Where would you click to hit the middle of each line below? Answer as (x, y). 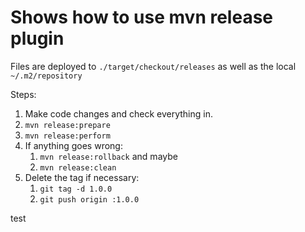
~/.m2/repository (46, 76)
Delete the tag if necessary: (82, 177)
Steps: (23, 94)
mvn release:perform (67, 136)
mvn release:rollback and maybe (108, 156)
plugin (37, 38)
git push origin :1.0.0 (89, 199)
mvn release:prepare (67, 125)
